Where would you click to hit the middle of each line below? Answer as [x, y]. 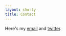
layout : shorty [21, 10]
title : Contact [21, 14]
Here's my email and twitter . [33, 28]
